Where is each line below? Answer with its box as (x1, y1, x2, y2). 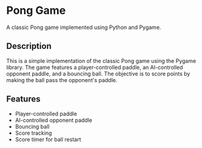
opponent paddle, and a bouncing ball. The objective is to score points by (6, 70, 190, 77)
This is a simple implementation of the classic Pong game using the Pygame (6, 57, 197, 64)
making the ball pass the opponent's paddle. (6, 76, 118, 83)
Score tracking (15, 129, 52, 137)
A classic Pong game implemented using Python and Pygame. (6, 24, 161, 31)
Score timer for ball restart (15, 135, 81, 143)
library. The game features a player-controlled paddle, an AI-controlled (6, 63, 183, 71)
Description (6, 41, 52, 51)
